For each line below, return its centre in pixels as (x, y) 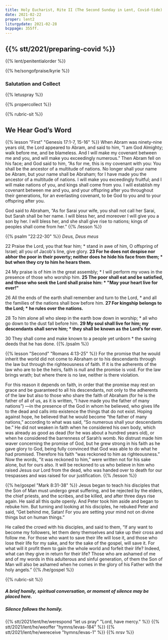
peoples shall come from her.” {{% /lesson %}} (53, 227)
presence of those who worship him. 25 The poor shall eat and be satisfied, (84, 278)
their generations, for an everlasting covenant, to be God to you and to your (83, 196)
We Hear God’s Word (38, 130)
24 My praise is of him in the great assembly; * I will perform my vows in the (84, 272)
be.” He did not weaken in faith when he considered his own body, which (80, 427)
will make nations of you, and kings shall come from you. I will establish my (83, 185)
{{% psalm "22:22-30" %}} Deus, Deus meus (52, 236)
